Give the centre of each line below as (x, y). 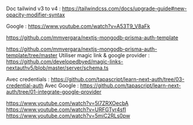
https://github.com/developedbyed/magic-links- (65, 62)
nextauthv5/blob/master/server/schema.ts (58, 68)
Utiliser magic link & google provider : (104, 55)
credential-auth (25, 85)
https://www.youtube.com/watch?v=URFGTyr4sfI (66, 109)
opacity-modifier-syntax (36, 15)
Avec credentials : (28, 79)
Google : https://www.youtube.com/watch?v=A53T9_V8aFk (78, 26)
